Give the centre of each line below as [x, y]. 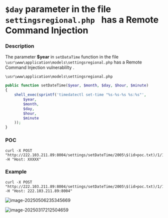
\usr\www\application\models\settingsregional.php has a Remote [74, 62]
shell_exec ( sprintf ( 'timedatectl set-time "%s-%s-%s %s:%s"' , [80, 95]
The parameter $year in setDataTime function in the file [62, 57]
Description [20, 46]
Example [16, 172]
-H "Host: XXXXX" [23, 159]
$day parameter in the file [58, 9]
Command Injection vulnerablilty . [40, 67]
